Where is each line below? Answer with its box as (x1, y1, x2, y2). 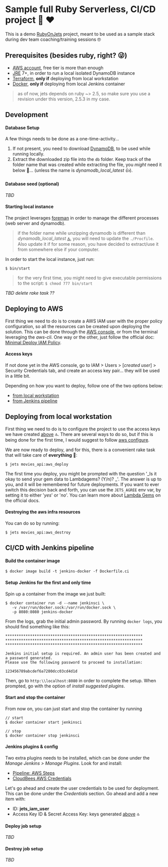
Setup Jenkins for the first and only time (5, 579, 92, 585)
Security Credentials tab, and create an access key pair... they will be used (5, 367, 160, 373)
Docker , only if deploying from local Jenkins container (12, 81, 125, 87)
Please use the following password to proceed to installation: (5, 660, 143, 665)
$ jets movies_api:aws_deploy (5, 462, 69, 467)
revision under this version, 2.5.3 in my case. (17, 96, 111, 102)
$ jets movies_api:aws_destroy (5, 530, 71, 535)
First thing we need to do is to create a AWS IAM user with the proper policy (5, 318, 162, 324)
